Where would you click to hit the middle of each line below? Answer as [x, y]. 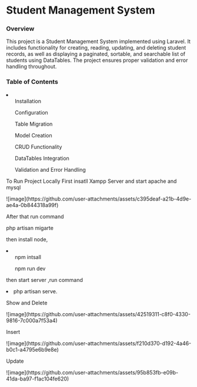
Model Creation [33, 135]
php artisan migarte [30, 228]
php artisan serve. [36, 291]
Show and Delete [27, 303]
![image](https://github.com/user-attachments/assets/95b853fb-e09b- [92, 372]
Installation [28, 101]
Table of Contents [32, 82]
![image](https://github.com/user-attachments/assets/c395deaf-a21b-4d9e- [99, 199]
